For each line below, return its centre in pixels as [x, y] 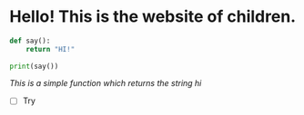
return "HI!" [51, 49]
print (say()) [34, 66]
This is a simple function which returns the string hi [106, 83]
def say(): [30, 41]
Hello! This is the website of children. [153, 17]
